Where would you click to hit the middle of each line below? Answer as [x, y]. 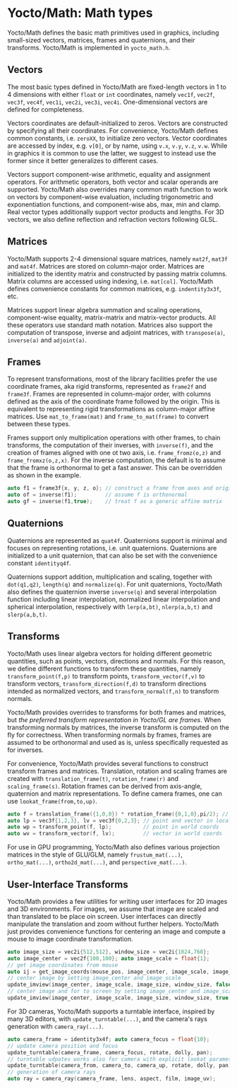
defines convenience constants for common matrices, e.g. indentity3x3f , [114, 288]
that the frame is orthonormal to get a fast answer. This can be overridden [115, 468]
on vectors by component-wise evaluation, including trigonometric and [110, 196]
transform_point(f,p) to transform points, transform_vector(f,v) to [106, 676]
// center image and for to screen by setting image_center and [104, 991]
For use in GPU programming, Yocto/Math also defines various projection [114, 847]
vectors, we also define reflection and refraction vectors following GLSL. [113, 219]
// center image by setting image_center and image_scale [94, 978]
